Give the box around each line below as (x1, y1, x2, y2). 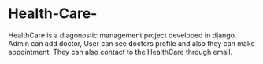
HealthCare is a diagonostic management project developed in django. (8, 30, 237, 40)
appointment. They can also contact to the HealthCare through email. (8, 47, 233, 56)
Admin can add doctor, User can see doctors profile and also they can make (8, 38, 255, 48)
